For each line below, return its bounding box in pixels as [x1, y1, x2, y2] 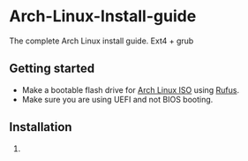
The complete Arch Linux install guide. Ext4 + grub [9, 35, 194, 46]
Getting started [9, 61, 95, 76]
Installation [9, 119, 72, 134]
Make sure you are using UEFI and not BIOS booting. [21, 94, 214, 104]
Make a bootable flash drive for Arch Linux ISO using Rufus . [21, 84, 240, 95]
